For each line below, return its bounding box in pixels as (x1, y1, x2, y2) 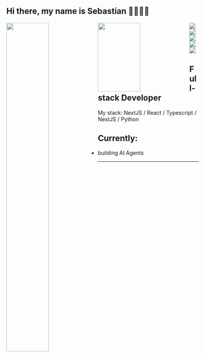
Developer (121, 93, 162, 103)
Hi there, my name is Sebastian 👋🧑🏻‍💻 (6, 6, 149, 16)
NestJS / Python (97, 115, 139, 123)
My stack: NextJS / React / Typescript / (97, 109, 197, 116)
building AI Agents (97, 149, 145, 156)
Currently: (97, 133, 138, 144)
